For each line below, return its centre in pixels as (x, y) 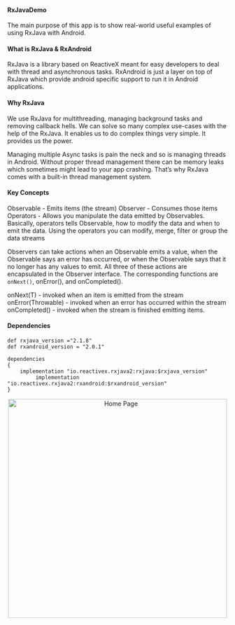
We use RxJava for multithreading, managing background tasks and (105, 118)
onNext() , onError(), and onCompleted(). (65, 281)
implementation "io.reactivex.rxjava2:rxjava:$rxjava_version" (114, 371)
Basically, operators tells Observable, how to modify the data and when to (114, 223)
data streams (26, 238)
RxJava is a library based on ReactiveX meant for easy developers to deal (113, 64)
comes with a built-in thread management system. (80, 177)
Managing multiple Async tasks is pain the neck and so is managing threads (116, 154)
